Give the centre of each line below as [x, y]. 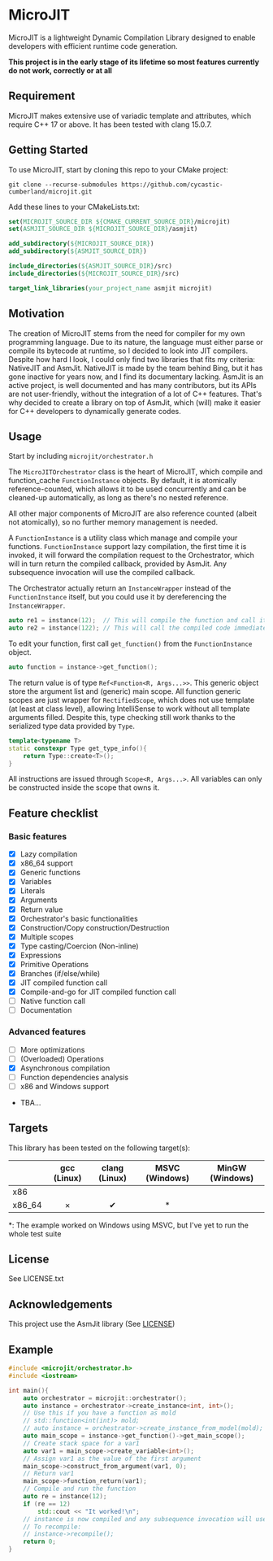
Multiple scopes [47, 936]
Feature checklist [54, 813]
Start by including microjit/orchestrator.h [81, 456]
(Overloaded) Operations [62, 1058]
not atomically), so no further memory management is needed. [113, 522]
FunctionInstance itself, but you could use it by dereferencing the [118, 597]
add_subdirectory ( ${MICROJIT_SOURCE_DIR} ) [81, 244]
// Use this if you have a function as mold [100, 1413]
